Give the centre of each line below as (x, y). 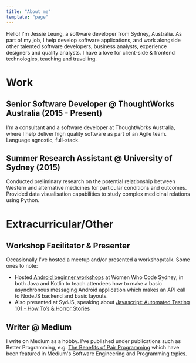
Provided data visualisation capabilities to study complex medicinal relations (98, 194)
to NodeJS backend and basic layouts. (61, 296)
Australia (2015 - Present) (54, 113)
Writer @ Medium (39, 327)
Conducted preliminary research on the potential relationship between (91, 181)
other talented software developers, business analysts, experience (87, 46)
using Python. (23, 200)
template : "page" (27, 17)
